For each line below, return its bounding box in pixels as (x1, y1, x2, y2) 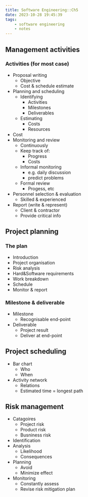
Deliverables (27, 110, 54, 116)
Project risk (20, 421, 44, 427)
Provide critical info (20, 212, 61, 219)
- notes (14, 26, 31, 32)
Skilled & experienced (20, 196, 66, 202)
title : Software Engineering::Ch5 (5, 7, 79, 13)
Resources (27, 126, 51, 132)
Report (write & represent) (12, 201, 68, 208)
